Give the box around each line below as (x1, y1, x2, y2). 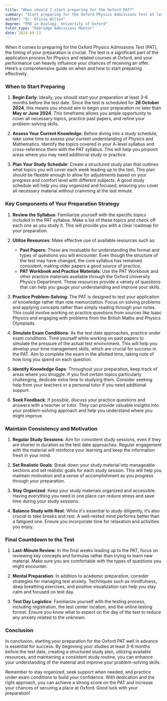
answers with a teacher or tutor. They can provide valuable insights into (12, 402, 159, 408)
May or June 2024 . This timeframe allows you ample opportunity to (12, 110, 152, 116)
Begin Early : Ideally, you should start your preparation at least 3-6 (12, 94, 148, 100)
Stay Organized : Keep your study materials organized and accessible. (12, 487, 156, 494)
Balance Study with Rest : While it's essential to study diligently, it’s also (12, 508, 160, 514)
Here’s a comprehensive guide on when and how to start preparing (5, 65, 142, 71)
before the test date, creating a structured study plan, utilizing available (5, 649, 152, 655)
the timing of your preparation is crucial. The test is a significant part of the (5, 49, 159, 55)
